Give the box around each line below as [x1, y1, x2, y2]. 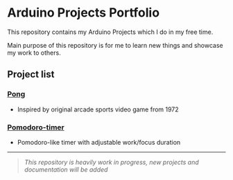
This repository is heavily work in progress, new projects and [24, 158, 199, 166]
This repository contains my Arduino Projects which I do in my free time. [7, 28, 214, 36]
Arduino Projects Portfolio [7, 5, 160, 21]
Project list [7, 69, 55, 80]
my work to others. [7, 48, 61, 57]
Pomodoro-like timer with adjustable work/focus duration [17, 138, 181, 146]
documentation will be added [24, 165, 108, 174]
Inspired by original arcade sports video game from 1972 [17, 105, 179, 114]
